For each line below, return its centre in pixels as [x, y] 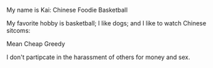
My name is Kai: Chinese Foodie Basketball [67, 10]
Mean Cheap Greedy [36, 44]
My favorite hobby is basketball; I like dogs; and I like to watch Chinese [106, 23]
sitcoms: [18, 31]
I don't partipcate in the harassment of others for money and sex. [98, 57]
